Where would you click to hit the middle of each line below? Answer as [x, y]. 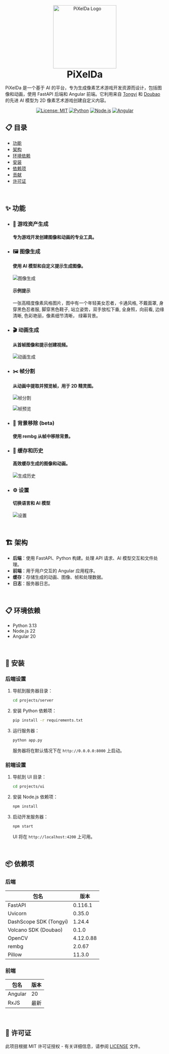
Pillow [15, 954]
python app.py [27, 740]
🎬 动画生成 [26, 330]
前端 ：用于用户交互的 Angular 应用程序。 [55, 571]
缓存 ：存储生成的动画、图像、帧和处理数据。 [59, 577]
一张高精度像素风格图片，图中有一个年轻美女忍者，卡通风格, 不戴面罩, [85, 303]
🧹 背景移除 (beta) [33, 423]
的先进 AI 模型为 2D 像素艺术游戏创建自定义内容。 [57, 100]
